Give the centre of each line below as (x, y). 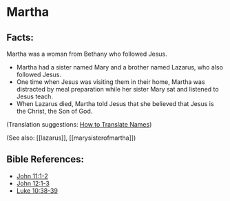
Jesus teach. (34, 96)
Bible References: (45, 159)
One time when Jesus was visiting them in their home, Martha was (111, 82)
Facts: (20, 38)
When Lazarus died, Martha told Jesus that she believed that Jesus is (115, 104)
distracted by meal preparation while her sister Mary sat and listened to (117, 89)
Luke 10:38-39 (37, 191)
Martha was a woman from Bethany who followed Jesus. (87, 54)
